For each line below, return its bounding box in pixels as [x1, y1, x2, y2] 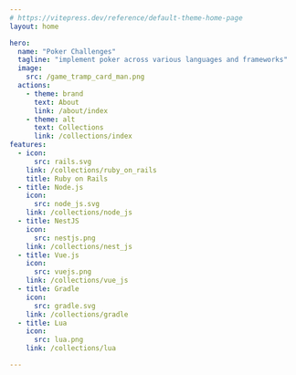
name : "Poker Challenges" [17, 47, 117, 56]
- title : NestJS [17, 216, 79, 225]
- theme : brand [26, 89, 84, 99]
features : [9, 141, 48, 150]
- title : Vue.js [17, 250, 79, 260]
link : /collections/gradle [26, 309, 129, 319]
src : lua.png [33, 335, 84, 345]
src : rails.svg [33, 157, 92, 166]
